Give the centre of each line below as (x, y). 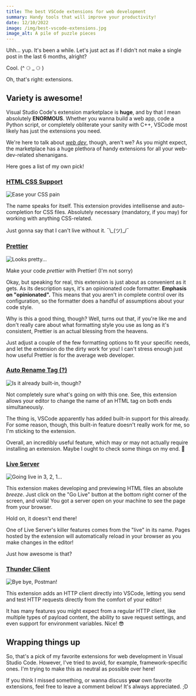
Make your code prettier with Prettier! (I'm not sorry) (69, 270)
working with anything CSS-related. (49, 218)
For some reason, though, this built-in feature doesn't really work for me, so (98, 425)
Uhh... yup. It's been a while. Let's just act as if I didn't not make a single (94, 50)
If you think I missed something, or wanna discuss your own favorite (89, 680)
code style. (20, 307)
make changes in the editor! (40, 543)
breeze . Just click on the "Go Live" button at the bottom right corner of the (97, 495)
